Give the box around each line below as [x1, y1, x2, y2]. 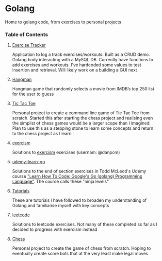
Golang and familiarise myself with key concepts [12, 203, 109, 209]
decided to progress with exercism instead [12, 226, 97, 232]
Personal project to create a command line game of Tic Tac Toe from [12, 110, 150, 116]
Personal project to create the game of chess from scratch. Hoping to [12, 245, 151, 251]
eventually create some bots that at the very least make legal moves [12, 251, 148, 257]
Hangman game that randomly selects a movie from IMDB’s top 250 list [12, 86, 154, 92]
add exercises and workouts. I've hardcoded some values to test [12, 62, 142, 68]
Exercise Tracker [12, 42, 46, 48]
